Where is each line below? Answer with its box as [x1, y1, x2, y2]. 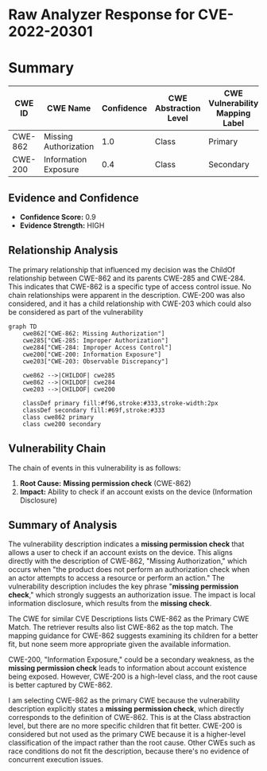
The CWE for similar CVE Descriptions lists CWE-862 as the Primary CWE [8, 614, 250, 624]
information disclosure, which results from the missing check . [8, 599, 212, 609]
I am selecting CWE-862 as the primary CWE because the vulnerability [8, 695, 240, 706]
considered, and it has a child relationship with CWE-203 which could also [8, 299, 252, 308]
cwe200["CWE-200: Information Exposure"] [22, 350, 161, 358]
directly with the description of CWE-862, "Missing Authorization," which [8, 556, 248, 566]
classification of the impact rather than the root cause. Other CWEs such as [8, 738, 256, 748]
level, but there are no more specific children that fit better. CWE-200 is [8, 721, 242, 730]
